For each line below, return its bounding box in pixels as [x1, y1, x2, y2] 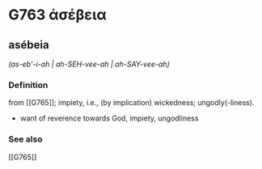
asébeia [8, 38, 50, 52]
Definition [8, 79, 49, 91]
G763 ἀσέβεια [8, 6, 107, 24]
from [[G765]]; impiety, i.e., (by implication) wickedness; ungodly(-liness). [8, 98, 255, 108]
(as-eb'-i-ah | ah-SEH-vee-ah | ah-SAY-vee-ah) [8, 59, 170, 69]
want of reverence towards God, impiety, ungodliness [19, 113, 199, 123]
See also [8, 133, 43, 145]
